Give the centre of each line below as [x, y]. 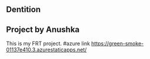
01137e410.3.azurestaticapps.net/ [46, 50]
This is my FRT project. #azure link [48, 44]
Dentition [24, 10]
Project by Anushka [43, 29]
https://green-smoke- [117, 44]
